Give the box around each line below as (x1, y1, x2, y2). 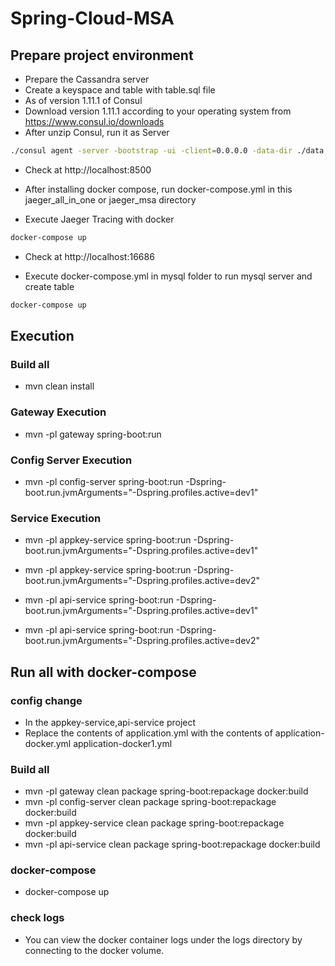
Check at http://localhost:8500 (24, 163, 152, 176)
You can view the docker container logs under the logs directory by (24, 933, 303, 946)
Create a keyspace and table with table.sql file (24, 84, 216, 96)
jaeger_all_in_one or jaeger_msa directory (24, 193, 197, 206)
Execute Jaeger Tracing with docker (24, 213, 175, 225)
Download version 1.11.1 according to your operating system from (24, 105, 292, 117)
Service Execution (10, 511, 102, 525)
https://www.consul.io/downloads (24, 116, 165, 127)
